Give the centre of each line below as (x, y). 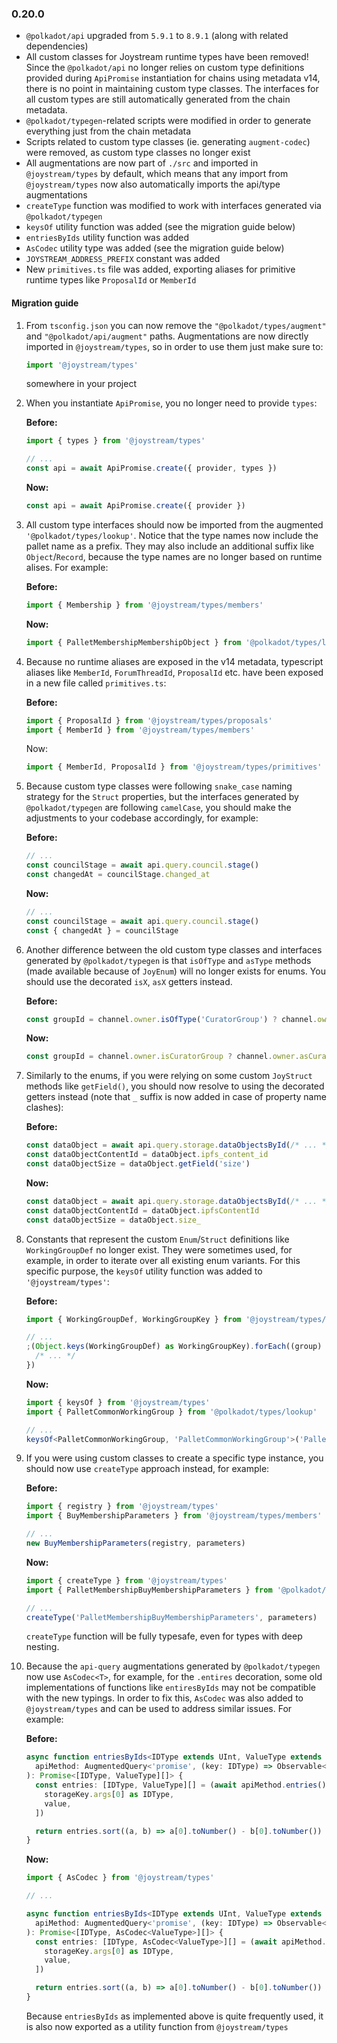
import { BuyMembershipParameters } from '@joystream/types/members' (174, 1516)
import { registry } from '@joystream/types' (122, 1507)
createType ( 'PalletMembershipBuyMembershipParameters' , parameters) (171, 1617)
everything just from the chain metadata (108, 131)
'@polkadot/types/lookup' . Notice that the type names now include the (172, 535)
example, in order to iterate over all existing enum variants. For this (163, 1260)
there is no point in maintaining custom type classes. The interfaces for (172, 89)
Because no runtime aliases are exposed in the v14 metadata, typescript (174, 661)
